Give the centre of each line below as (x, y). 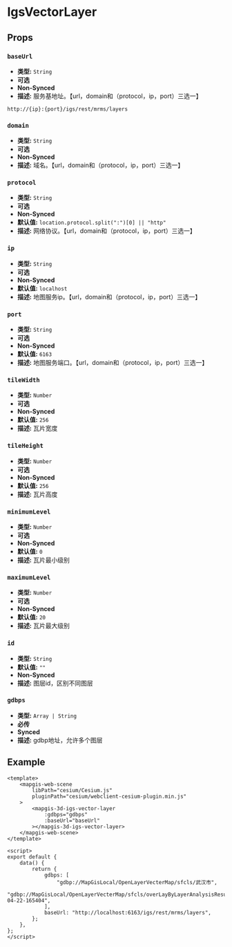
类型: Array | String (47, 715)
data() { (32, 863)
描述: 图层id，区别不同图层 (55, 683)
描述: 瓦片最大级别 (43, 626)
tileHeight (25, 446)
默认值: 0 (30, 551)
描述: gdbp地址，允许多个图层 (60, 740)
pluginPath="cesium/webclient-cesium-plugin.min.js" (109, 796)
